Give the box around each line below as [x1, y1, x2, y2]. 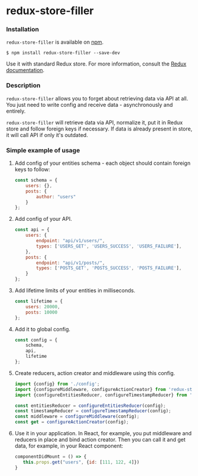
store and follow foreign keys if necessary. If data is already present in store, [6, 125, 193, 132]
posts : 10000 [25, 309, 58, 315]
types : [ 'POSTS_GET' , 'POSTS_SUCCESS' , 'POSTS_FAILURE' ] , [36, 265, 182, 271]
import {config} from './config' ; [14, 381, 100, 387]
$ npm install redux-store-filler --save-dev [6, 50, 120, 56]
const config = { [14, 337, 58, 343]
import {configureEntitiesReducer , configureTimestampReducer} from [14, 392, 187, 398]
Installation [6, 25, 40, 34]
